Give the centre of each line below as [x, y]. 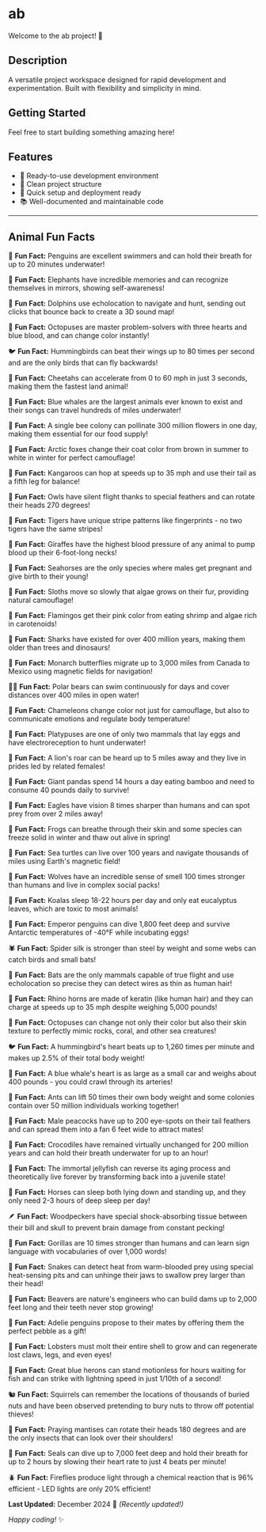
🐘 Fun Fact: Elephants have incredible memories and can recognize [118, 280]
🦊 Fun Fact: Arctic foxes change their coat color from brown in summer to [129, 449]
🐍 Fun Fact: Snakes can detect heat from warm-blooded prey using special [131, 1267]
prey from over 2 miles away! [56, 814]
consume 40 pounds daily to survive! [68, 790]
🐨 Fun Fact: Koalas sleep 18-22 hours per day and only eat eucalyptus [123, 901]
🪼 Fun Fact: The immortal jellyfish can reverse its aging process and [120, 1169]
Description [38, 61]
